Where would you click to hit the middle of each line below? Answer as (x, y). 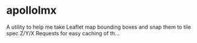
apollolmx (31, 10)
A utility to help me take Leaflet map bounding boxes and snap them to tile (99, 27)
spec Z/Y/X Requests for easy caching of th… (63, 33)
